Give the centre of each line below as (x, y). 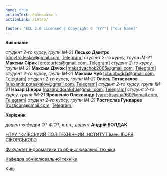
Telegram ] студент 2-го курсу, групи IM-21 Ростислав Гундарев (74, 100)
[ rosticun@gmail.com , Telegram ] (39, 105)
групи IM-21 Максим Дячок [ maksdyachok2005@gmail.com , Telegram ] (81, 68)
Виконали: (17, 43)
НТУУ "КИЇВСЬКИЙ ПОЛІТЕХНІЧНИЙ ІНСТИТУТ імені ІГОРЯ (70, 135)
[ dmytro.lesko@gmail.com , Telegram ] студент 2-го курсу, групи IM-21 (79, 58)
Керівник (16, 115)
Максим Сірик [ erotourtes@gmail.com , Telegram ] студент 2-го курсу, (79, 63)
